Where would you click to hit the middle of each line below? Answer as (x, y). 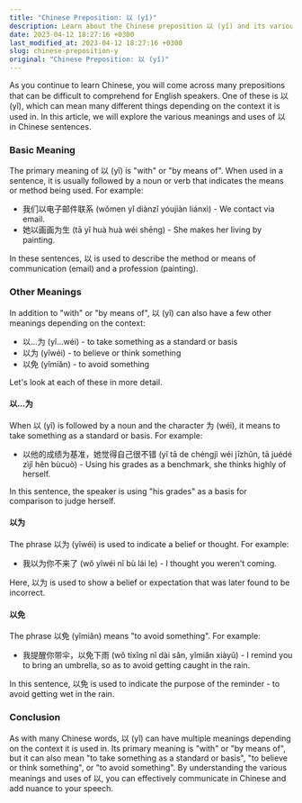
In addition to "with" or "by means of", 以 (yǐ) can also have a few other (141, 312)
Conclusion (35, 717)
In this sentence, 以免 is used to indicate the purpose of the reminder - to (145, 684)
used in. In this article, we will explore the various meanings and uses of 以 (147, 117)
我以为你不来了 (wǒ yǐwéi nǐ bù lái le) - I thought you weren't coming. (149, 563)
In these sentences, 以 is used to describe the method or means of (133, 258)
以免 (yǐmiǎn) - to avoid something (86, 364)
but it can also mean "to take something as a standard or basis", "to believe (148, 758)
